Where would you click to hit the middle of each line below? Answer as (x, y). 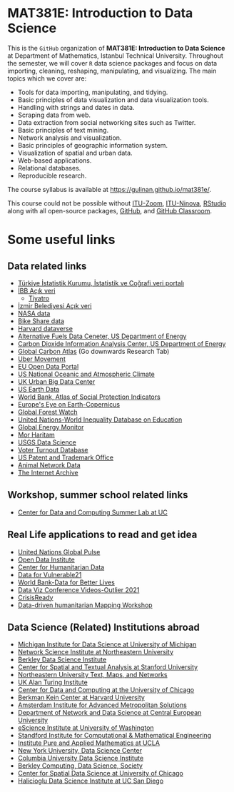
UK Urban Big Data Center (56, 381)
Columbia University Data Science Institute (81, 758)
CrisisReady (35, 597)
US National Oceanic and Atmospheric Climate (86, 374)
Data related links (47, 266)
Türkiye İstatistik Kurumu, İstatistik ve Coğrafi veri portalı (101, 283)
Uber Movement (41, 359)
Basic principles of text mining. (63, 130)
